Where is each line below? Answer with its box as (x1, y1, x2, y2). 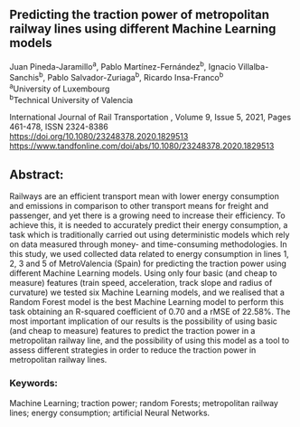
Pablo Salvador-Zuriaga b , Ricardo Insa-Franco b (47, 71, 224, 83)
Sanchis (9, 72, 40, 83)
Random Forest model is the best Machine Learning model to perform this (9, 297, 285, 308)
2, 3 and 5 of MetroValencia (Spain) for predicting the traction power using (9, 258, 287, 270)
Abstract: (9, 166, 64, 182)
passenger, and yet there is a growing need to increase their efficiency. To (9, 210, 286, 221)
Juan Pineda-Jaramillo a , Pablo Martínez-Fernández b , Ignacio (9, 59, 237, 71)
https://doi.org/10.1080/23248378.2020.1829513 (9, 131, 189, 142)
